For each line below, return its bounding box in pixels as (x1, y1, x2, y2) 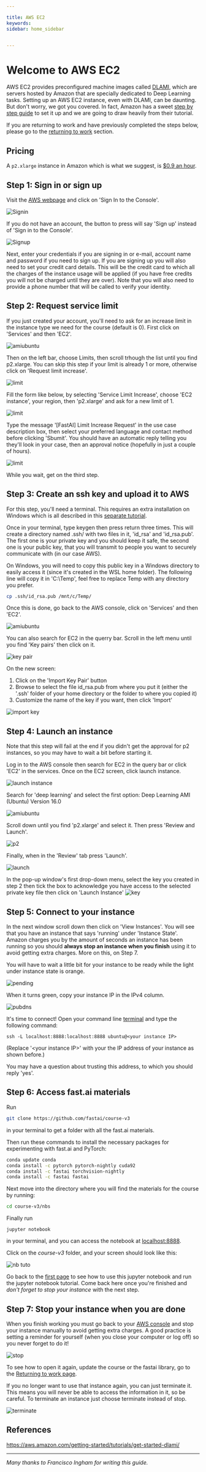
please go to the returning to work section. (6, 128, 114, 135)
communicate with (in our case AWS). (6, 549, 102, 557)
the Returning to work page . (6, 1370, 77, 1377)
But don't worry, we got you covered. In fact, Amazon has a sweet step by (6, 103, 193, 111)
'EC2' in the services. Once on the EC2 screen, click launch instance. (6, 768, 181, 775)
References (6, 1425, 51, 1435)
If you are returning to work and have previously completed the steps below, (6, 121, 199, 129)
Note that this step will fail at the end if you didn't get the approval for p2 (6, 742, 190, 750)
